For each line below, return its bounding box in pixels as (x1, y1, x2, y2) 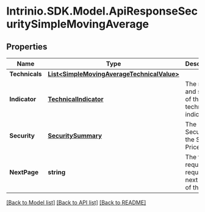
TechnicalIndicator (48, 95, 104, 103)
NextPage (9, 168, 38, 176)
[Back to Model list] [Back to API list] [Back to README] (6, 199, 146, 206)
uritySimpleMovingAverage (6, 17, 149, 31)
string (48, 168, 66, 176)
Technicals (9, 70, 42, 78)
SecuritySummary (48, 132, 103, 140)
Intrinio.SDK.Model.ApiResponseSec (6, 4, 198, 18)
